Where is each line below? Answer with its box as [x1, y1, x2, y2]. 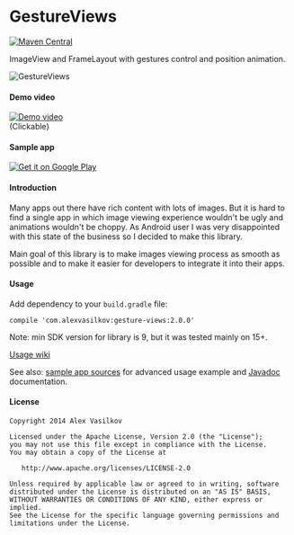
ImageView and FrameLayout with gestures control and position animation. [9, 53, 286, 64]
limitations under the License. [9, 519, 130, 528]
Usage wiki [9, 349, 51, 360]
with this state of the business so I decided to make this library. [9, 231, 243, 242]
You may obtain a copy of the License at [9, 448, 167, 457]
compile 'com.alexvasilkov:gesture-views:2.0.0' [9, 316, 195, 325]
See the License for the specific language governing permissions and [9, 511, 280, 520]
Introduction [9, 182, 57, 192]
